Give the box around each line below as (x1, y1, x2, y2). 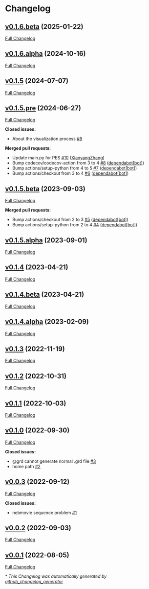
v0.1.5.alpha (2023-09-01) (5, 236, 87, 244)
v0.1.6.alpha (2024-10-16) (5, 49, 86, 58)
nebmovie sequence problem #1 (12, 510, 77, 516)
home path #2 (12, 463, 41, 469)
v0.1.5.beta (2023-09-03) (5, 185, 85, 193)
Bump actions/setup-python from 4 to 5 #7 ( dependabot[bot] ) (12, 165, 137, 171)
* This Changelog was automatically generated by (5, 573, 107, 579)
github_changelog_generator (5, 579, 64, 585)
